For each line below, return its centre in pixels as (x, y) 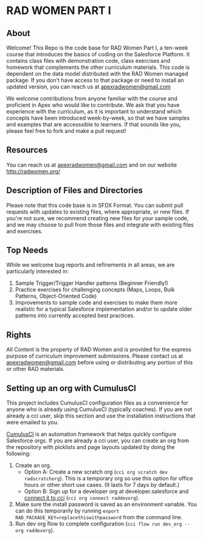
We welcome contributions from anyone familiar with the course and (92, 99)
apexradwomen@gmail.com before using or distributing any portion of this (100, 362)
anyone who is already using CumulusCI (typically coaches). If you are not (99, 409)
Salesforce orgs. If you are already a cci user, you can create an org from (98, 441)
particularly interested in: (37, 272)
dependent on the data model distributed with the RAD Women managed (97, 74)
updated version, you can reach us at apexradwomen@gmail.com (89, 87)
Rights (19, 335)
